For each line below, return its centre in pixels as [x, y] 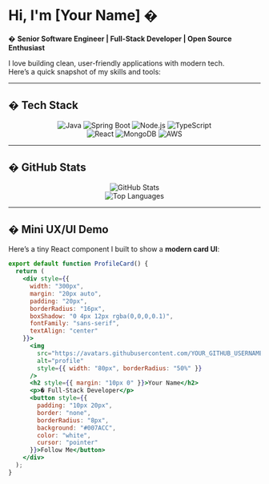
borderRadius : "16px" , [67, 309]
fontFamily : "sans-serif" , [74, 324]
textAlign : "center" [64, 331]
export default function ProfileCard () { [78, 264]
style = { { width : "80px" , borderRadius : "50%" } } [120, 368]
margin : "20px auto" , [66, 293]
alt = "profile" [60, 361]
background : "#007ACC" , [76, 428]
